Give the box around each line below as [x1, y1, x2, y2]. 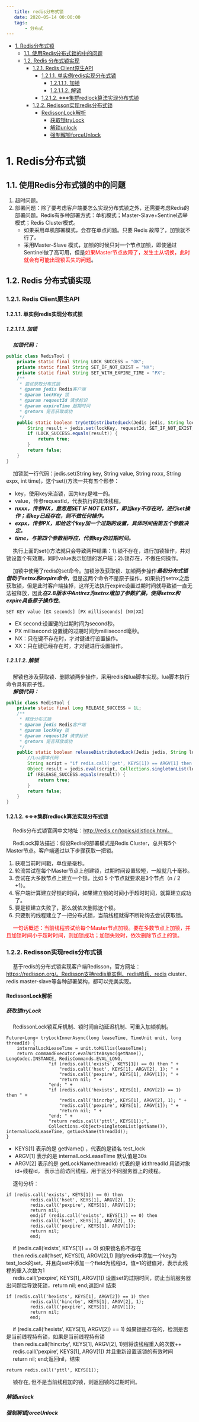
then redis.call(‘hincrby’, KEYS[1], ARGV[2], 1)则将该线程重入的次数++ [12, 1341, 182, 1348]
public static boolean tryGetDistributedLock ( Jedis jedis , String [17, 420, 184, 426]
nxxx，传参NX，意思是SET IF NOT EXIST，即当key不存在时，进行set [14, 505, 185, 512]
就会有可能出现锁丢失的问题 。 [23, 256, 97, 263]
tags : [14, 20, 28, 26]
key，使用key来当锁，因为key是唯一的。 [14, 490, 114, 497]
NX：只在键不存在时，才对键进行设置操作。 [14, 634, 121, 642]
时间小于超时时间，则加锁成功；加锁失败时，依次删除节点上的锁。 [21, 932, 182, 939]
